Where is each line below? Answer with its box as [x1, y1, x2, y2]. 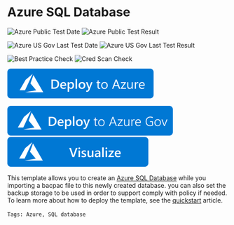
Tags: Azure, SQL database [7, 211, 86, 218]
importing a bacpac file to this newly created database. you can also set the [7, 181, 226, 189]
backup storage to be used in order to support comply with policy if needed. [7, 189, 228, 197]
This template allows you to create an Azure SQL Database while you [7, 173, 207, 182]
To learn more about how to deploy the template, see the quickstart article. [7, 196, 223, 204]
